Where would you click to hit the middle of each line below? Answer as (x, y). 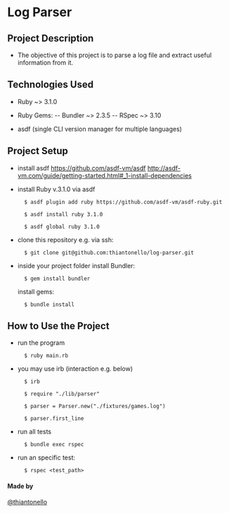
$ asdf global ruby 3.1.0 (62, 227)
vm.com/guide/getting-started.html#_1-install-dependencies (104, 175)
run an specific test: (46, 457)
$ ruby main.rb (46, 356)
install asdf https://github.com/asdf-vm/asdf (81, 168)
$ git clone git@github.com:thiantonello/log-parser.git (109, 253)
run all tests (34, 432)
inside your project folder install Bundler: (76, 265)
